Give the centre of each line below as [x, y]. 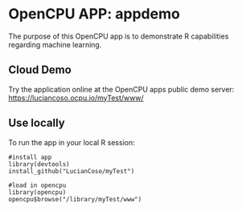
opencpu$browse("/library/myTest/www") [75, 199]
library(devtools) [39, 164]
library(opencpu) [37, 192]
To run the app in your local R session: [72, 142]
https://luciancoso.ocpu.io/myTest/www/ [76, 98]
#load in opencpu [37, 185]
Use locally [37, 123]
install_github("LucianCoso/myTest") [72, 171]
